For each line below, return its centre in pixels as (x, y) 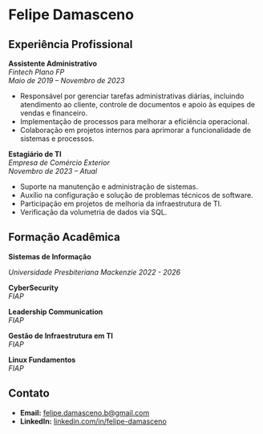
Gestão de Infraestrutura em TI (61, 336)
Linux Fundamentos (42, 360)
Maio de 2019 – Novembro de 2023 (67, 80)
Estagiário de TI (35, 154)
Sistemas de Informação (50, 256)
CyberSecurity (33, 287)
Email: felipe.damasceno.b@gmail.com (85, 412)
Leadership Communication (56, 311)
